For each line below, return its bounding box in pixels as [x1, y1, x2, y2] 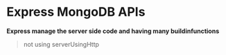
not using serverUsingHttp [23, 40, 100, 48]
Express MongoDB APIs [6, 4, 146, 20]
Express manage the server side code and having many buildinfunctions [6, 27, 220, 35]
